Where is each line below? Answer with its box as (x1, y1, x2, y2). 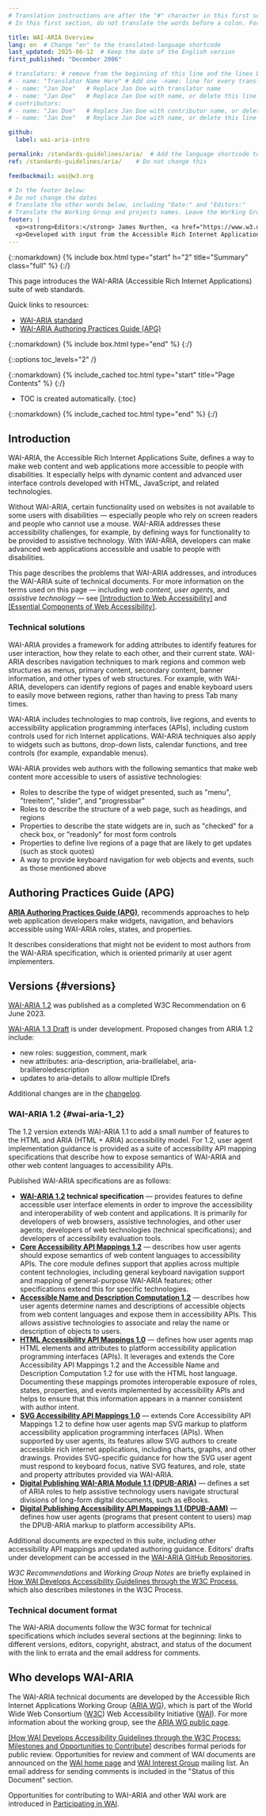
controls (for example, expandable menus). (8, 748, 149, 758)
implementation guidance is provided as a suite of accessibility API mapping (8, 1143, 257, 1153)
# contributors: (8, 99, 62, 107)
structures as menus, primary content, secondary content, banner (8, 665, 223, 675)
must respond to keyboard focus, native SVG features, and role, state (19, 1461, 245, 1471)
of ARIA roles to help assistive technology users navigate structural (19, 1486, 239, 1496)
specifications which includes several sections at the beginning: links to (8, 1631, 242, 1641)
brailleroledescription (19, 1065, 89, 1074)
